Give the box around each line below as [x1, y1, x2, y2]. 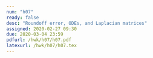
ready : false [6, 14, 39, 21]
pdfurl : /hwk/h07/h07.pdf [6, 37, 71, 43]
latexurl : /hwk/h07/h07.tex [6, 43, 77, 49]
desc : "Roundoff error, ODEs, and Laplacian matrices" [6, 20, 148, 26]
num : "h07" [6, 8, 34, 15]
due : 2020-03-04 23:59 [6, 31, 63, 37]
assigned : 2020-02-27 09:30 [6, 25, 77, 32]
